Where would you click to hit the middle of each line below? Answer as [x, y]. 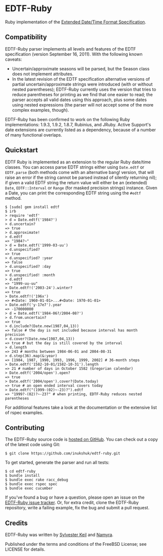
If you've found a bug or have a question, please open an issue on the [75, 497]
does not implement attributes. [43, 74]
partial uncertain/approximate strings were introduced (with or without [82, 84]
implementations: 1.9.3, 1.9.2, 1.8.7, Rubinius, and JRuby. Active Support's [78, 124]
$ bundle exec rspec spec [31, 484]
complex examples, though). [41, 110]
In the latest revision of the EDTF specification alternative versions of [81, 79]
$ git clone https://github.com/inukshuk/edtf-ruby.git [63, 453]
